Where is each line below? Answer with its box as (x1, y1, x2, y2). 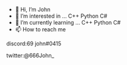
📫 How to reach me (15, 26, 66, 33)
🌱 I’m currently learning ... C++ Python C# (15, 19, 121, 26)
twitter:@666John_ (6, 52, 55, 59)
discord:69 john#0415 (6, 40, 62, 47)
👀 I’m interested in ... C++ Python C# (15, 12, 108, 20)
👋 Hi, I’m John (15, 6, 51, 13)
